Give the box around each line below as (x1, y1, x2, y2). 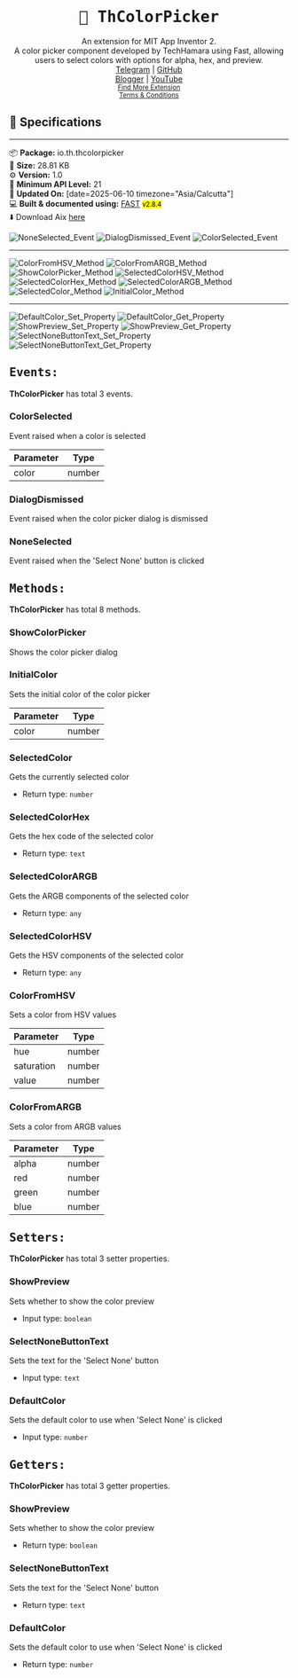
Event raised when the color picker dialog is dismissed (9, 514, 208, 524)
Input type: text (21, 1373, 81, 1384)
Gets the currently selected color (9, 772, 130, 782)
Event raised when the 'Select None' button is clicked (9, 555, 205, 566)
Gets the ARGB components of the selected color (9, 890, 189, 901)
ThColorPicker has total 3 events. (9, 388, 133, 399)
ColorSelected (9, 411, 73, 423)
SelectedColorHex (9, 811, 90, 823)
